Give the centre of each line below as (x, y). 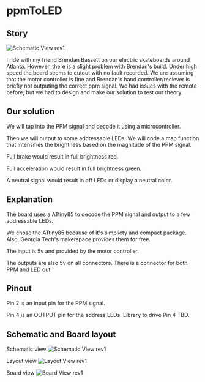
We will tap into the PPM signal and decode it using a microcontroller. (94, 126)
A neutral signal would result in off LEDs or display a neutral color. (89, 180)
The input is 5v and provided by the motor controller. (73, 251)
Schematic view (27, 349)
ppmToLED (34, 11)
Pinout (19, 289)
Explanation (30, 200)
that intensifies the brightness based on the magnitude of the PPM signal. (99, 144)
